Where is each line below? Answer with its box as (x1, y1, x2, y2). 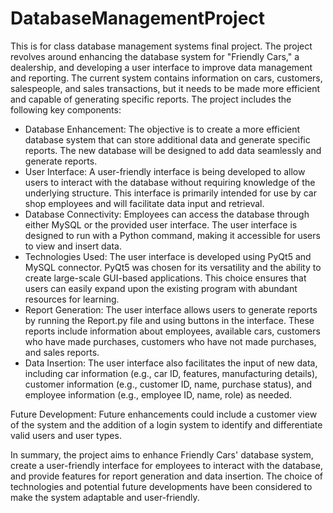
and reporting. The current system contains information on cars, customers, (10, 72, 323, 84)
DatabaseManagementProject (10, 7, 266, 30)
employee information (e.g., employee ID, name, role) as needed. (24, 388, 293, 401)
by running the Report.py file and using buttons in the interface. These (24, 314, 315, 326)
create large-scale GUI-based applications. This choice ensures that (24, 272, 307, 284)
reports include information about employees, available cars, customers (24, 325, 321, 337)
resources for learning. (24, 293, 120, 305)
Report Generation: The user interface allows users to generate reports (24, 303, 318, 316)
